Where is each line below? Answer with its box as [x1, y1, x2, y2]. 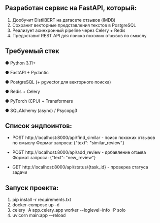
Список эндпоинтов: [5, 122, 72, 130]
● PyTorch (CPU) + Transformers [5, 98, 73, 104]
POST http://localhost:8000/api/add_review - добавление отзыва [12, 149, 146, 155]
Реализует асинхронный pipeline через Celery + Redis [12, 27, 126, 33]
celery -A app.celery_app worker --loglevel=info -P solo [12, 207, 126, 213]
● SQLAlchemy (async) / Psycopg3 [5, 108, 78, 113]
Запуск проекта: [5, 184, 59, 192]
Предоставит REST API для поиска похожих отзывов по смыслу [12, 32, 147, 38]
